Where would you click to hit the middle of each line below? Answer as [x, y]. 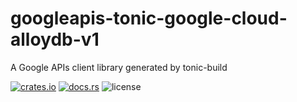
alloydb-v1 [55, 39]
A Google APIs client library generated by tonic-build [119, 67]
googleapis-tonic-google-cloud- [149, 18]
